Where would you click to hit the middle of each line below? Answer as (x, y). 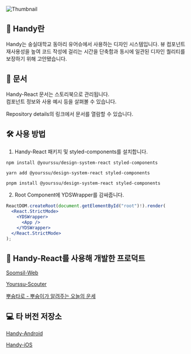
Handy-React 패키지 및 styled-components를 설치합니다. (81, 152)
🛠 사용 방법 (26, 134)
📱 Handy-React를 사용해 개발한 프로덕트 (76, 258)
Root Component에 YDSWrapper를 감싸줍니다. (69, 195)
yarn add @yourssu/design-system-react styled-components (78, 173)
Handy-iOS (20, 345)
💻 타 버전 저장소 (34, 316)
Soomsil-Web (22, 273)
